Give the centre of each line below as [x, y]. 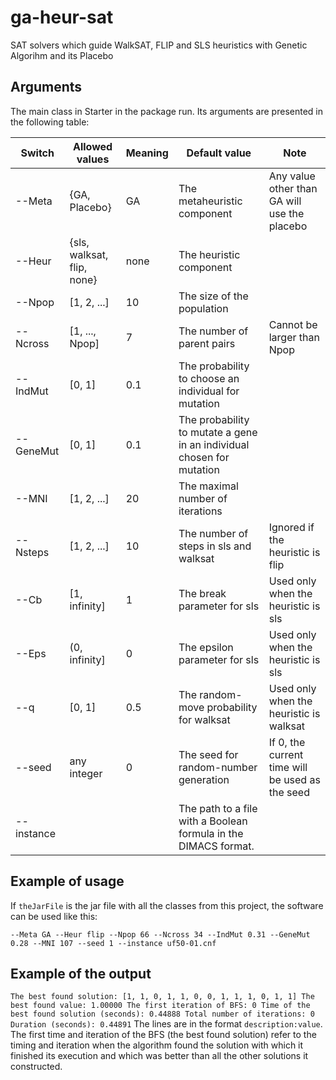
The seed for [208, 754]
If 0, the [287, 742]
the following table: [50, 122]
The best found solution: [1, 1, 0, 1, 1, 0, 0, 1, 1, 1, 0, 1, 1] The [162, 997]
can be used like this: [54, 916]
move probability [218, 707]
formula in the [211, 833]
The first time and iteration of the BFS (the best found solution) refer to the [163, 1035]
